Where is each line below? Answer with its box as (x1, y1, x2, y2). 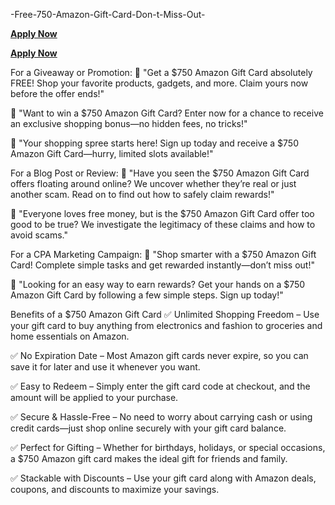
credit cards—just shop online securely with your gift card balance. (10, 422, 287, 434)
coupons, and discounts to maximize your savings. (10, 484, 220, 495)
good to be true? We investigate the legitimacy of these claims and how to (10, 219, 316, 230)
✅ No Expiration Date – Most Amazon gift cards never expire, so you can (10, 350, 309, 361)
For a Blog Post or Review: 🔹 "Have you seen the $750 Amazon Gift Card (10, 167, 310, 179)
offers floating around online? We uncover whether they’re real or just (10, 178, 297, 189)
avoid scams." (10, 229, 68, 241)
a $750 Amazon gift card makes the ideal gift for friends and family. (10, 453, 288, 464)
